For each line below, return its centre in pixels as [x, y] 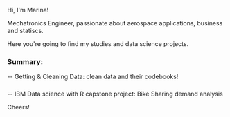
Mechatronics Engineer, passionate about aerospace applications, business [115, 23]
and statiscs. [25, 31]
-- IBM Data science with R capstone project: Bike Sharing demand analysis [115, 94]
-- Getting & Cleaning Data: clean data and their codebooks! [93, 77]
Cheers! [18, 107]
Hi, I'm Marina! [28, 10]
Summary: [25, 61]
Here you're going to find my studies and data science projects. [98, 44]
